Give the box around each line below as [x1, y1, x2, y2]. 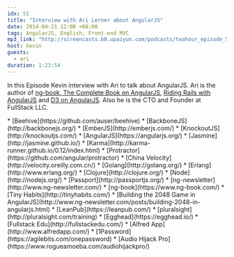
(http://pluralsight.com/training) [7, 213, 97, 221]
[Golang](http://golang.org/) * [102, 160, 187, 169]
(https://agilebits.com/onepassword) [7, 234, 113, 243]
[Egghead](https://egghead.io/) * [103, 213, 198, 221]
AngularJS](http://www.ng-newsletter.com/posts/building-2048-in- [7, 197, 201, 206]
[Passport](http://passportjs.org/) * [68, 175, 169, 184]
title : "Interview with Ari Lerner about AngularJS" [7, 17, 164, 24]
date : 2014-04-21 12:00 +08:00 [7, 23, 98, 30]
